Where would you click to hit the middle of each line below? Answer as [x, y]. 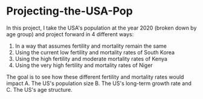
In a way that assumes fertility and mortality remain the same [91, 46]
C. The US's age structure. [39, 89]
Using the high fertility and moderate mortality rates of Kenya [91, 59]
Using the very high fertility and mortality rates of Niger [84, 65]
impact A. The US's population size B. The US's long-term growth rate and [99, 83]
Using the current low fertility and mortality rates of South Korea [95, 52]
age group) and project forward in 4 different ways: [70, 34]
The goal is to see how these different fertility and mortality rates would [95, 77]
